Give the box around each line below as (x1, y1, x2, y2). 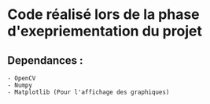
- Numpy (7, 81, 33, 89)
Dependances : (7, 54, 83, 67)
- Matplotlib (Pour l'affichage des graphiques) (7, 88, 170, 96)
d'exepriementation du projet (7, 22, 202, 40)
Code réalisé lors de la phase (7, 6, 200, 24)
